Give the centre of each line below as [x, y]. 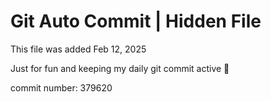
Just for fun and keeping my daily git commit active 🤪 [120, 68]
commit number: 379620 [61, 87]
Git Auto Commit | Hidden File [136, 21]
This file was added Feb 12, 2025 [78, 49]
